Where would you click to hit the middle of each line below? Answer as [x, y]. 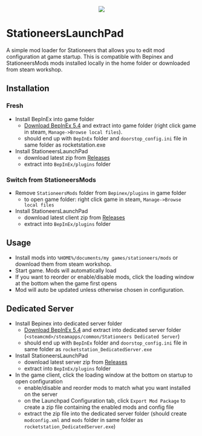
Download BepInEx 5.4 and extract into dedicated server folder [103, 329]
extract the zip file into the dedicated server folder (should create [106, 413]
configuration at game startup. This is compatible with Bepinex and [90, 56]
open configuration [39, 381]
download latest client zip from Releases [74, 217]
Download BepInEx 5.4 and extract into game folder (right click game [110, 125]
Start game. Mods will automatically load [66, 270]
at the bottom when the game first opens [66, 283]
